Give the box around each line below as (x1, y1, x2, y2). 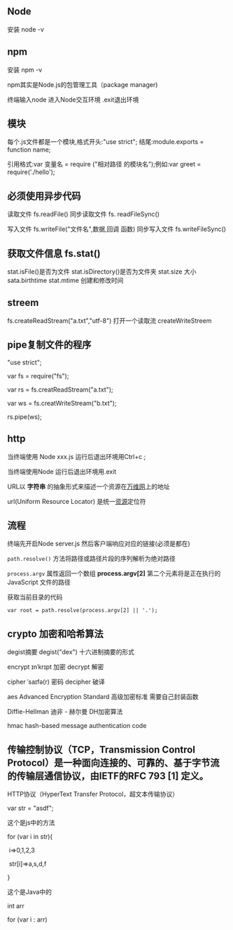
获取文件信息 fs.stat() (7, 247, 101, 259)
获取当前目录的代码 (7, 593, 63, 602)
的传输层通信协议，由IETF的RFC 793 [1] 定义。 (7, 770, 209, 782)
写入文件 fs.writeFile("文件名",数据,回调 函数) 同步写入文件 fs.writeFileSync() (7, 225, 226, 234)
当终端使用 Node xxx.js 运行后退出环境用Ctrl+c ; (7, 452, 146, 460)
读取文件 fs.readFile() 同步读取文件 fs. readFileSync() (7, 210, 160, 218)
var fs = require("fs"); (7, 371, 69, 380)
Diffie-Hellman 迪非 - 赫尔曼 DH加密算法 (7, 708, 123, 716)
